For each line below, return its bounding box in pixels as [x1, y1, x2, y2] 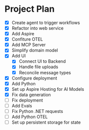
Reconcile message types [19, 70, 71, 76]
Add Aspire [11, 31, 35, 37]
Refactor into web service [11, 26, 64, 31]
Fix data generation [11, 92, 51, 98]
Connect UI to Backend [19, 58, 66, 64]
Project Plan [4, 3, 55, 15]
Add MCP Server [11, 42, 46, 48]
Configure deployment [11, 75, 57, 81]
